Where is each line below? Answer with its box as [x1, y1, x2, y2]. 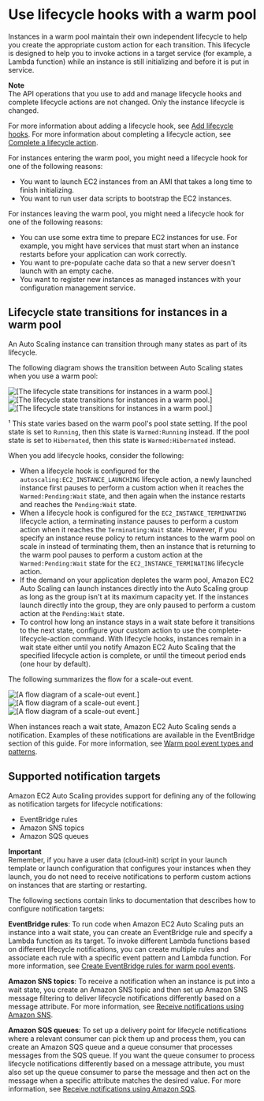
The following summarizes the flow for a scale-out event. [8, 674, 194, 684]
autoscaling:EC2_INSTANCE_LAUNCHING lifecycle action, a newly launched [19, 474, 252, 483]
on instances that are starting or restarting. [8, 880, 147, 889]
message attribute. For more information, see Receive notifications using [8, 1001, 244, 1011]
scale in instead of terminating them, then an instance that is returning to [19, 541, 256, 550]
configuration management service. [19, 283, 136, 292]
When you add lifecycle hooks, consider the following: [8, 450, 184, 460]
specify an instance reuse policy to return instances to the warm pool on [19, 533, 255, 543]
